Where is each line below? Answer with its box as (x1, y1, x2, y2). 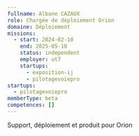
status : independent (20, 50, 80, 57)
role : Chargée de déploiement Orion (7, 17, 114, 24)
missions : (7, 29, 37, 37)
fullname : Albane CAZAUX (7, 10, 80, 18)
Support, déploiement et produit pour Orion (7, 121, 133, 129)
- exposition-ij (25, 69, 74, 76)
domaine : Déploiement (7, 23, 71, 30)
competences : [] (7, 102, 55, 109)
